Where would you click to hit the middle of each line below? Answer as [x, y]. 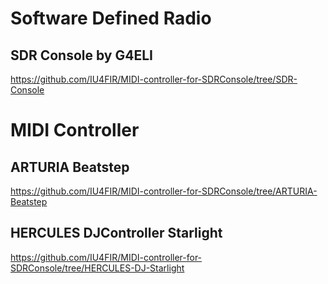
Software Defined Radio [111, 18]
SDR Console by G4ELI [81, 55]
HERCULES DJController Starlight [116, 233]
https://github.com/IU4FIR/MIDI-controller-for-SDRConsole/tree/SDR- [154, 79]
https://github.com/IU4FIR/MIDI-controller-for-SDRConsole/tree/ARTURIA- [164, 191]
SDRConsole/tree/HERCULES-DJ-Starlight [97, 268]
